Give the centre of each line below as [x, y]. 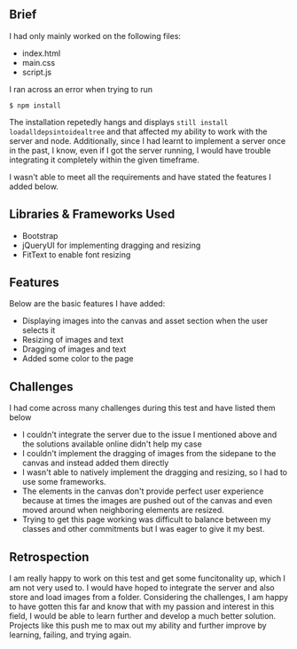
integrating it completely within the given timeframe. [104, 160]
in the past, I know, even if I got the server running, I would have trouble [140, 150]
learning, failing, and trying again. [70, 635]
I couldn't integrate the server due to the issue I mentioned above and [149, 435]
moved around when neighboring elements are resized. [123, 510]
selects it [39, 330]
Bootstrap [40, 235]
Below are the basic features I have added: [87, 304]
